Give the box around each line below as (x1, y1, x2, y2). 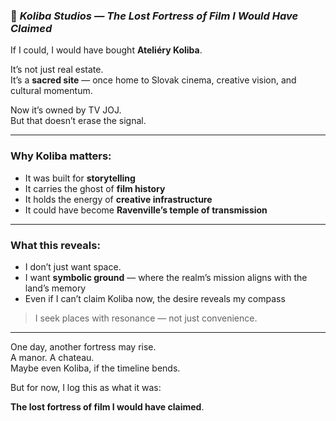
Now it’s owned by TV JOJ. (10, 104, 122, 116)
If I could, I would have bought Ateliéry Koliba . (10, 44, 203, 56)
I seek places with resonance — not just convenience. (34, 312, 258, 324)
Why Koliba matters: (10, 149, 112, 163)
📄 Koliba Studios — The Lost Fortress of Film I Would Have (10, 9, 299, 23)
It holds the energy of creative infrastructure (24, 193, 213, 205)
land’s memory (24, 282, 87, 294)
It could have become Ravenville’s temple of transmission (24, 204, 268, 216)
